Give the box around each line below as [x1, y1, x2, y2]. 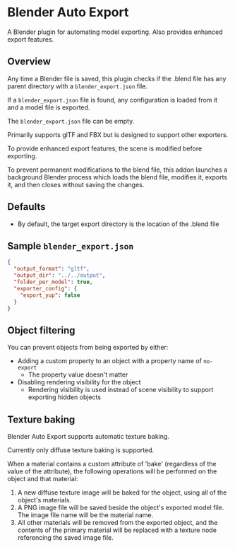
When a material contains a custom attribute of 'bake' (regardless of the [7, 460, 217, 468]
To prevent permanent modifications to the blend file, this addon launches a [7, 165, 228, 174]
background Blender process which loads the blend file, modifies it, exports [7, 172, 228, 181]
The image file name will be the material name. [17, 511, 154, 519]
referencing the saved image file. [17, 533, 114, 541]
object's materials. [17, 496, 72, 504]
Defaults [7, 201, 46, 213]
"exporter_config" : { [13, 285, 78, 292]
